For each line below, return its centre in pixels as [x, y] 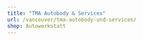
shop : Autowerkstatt [37, 26]
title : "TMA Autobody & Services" [57, 13]
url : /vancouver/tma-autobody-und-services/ [72, 20]
